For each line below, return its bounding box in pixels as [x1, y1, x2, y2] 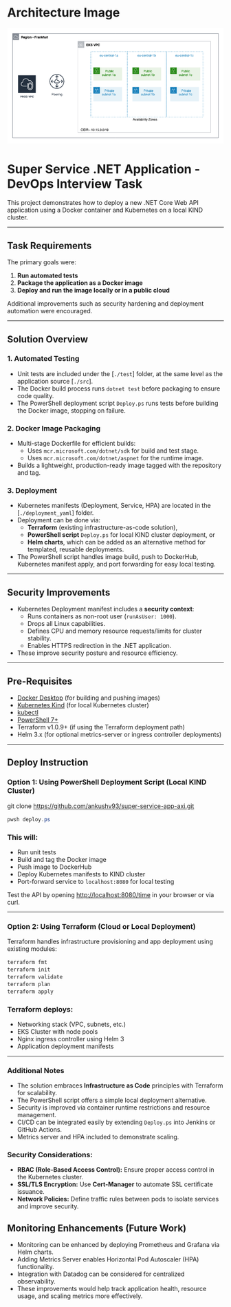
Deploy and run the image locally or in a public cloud [16, 286, 170, 295]
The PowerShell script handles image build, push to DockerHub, [16, 553, 199, 561]
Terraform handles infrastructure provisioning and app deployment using [7, 937, 213, 946]
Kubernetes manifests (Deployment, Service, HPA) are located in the [16, 502, 211, 510]
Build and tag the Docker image [16, 855, 107, 863]
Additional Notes [7, 1065, 65, 1075]
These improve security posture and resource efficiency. [16, 649, 178, 657]
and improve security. [16, 1202, 79, 1210]
